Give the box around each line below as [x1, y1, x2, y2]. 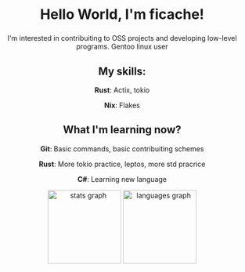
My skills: [98, 64, 146, 78]
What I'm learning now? [63, 123, 182, 136]
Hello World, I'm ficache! [40, 5, 204, 24]
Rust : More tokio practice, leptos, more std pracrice [38, 159, 206, 169]
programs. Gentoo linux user [76, 42, 168, 52]
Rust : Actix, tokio [94, 85, 150, 95]
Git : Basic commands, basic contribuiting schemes [40, 143, 204, 154]
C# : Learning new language [77, 174, 168, 183]
